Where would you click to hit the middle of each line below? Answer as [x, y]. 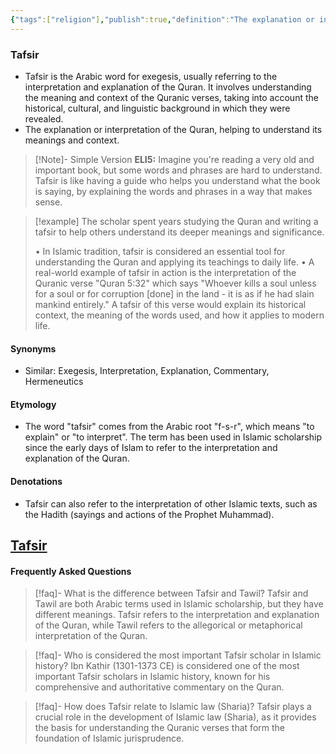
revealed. [44, 118]
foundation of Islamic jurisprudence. [109, 738]
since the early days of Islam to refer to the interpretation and [151, 448]
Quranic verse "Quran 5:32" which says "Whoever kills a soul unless [175, 283]
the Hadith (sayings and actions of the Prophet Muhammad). [149, 514]
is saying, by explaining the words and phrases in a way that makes [173, 191]
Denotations [36, 481]
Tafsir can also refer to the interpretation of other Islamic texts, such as [171, 503]
